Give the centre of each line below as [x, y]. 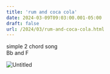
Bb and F [18, 53]
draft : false [23, 23]
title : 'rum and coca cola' [42, 12]
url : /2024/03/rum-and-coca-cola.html [55, 29]
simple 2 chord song [32, 46]
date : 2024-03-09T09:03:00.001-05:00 [54, 18]
